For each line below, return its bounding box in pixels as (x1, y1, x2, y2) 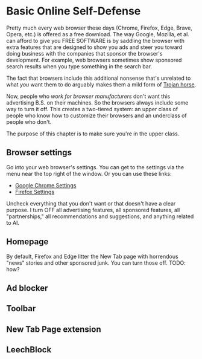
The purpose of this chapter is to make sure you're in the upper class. (6, 130, 180, 137)
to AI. (6, 219, 20, 226)
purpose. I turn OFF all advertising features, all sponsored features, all (6, 206, 180, 213)
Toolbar (6, 303, 36, 314)
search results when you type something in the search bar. (6, 62, 153, 70)
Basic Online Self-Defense (6, 4, 141, 18)
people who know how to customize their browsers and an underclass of (6, 112, 187, 119)
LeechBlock (6, 344, 52, 355)
